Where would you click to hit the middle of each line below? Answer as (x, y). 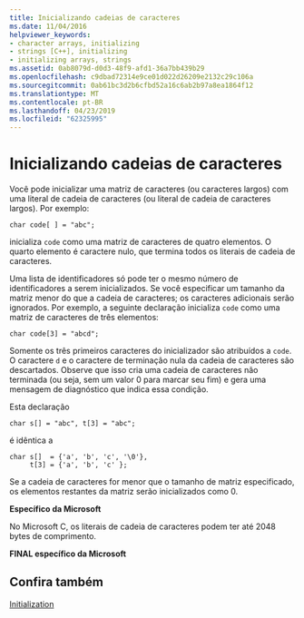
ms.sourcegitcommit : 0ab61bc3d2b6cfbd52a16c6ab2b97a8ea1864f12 (132, 85)
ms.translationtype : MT (54, 93)
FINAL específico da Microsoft (68, 554)
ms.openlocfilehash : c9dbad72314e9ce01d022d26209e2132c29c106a (132, 77)
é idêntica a (31, 440)
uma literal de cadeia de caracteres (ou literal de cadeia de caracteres (140, 199)
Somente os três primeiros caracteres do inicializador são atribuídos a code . (151, 351)
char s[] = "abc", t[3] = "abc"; (73, 424)
